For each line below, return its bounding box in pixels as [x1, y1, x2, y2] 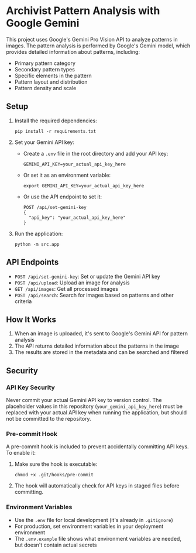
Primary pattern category [14, 60, 76, 67]
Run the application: [14, 230, 63, 237]
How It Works [6, 314, 57, 324]
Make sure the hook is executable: [14, 461, 98, 468]
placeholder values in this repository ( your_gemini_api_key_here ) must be [6, 403, 183, 410]
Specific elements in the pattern [14, 72, 92, 79]
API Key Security [6, 383, 56, 391]
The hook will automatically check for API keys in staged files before [14, 482, 180, 489]
